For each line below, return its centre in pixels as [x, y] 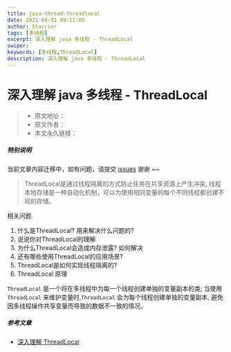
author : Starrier [32, 26]
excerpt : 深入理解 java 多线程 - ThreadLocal [70, 39]
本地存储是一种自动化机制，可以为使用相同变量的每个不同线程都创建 [121, 192]
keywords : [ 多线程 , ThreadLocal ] [52, 53]
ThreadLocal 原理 [42, 274]
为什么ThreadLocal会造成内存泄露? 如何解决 [80, 247]
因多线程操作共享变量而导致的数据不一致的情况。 [77, 306]
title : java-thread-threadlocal [54, 14]
